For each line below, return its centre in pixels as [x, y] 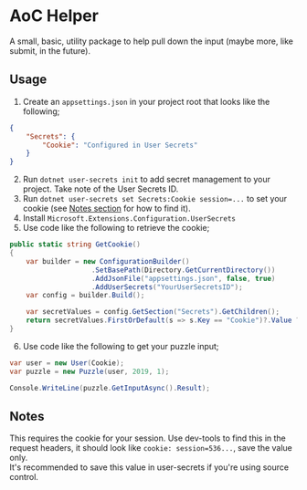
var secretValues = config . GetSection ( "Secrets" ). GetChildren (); [153, 312]
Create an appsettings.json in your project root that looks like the [146, 101]
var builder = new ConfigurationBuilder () [108, 261]
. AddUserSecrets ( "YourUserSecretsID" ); [167, 287]
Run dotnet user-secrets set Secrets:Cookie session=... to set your [155, 199]
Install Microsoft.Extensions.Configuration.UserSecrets [129, 218]
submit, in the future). [50, 50]
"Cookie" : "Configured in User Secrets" [120, 145]
